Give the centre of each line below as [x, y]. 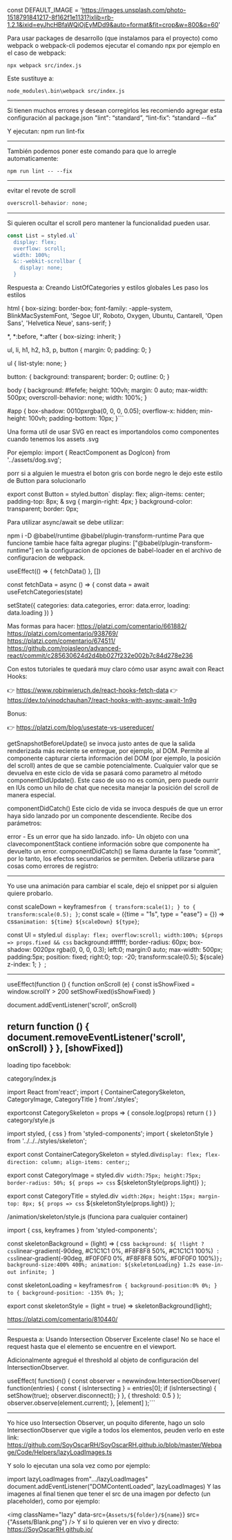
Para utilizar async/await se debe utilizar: [66, 522]
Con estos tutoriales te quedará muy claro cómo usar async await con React [116, 669]
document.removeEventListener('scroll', [96, 1037]
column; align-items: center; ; [85, 1161]
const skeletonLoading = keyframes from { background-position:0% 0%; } [112, 1285]
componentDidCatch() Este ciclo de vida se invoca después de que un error [115, 808]
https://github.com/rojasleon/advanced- [64, 648]
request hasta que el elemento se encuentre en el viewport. [92, 1346]
